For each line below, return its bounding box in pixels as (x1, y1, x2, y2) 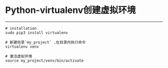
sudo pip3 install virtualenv (5, 30, 68, 35)
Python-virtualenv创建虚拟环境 (5, 4, 136, 16)
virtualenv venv (5, 44, 39, 49)
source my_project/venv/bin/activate (5, 58, 84, 63)
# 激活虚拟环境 (5, 54, 32, 59)
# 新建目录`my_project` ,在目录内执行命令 (5, 40, 86, 45)
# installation (5, 26, 37, 31)
